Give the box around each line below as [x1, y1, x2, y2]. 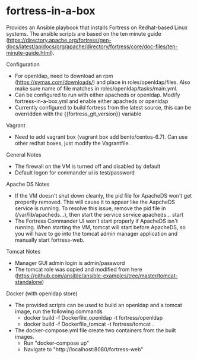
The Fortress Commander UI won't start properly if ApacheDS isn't [14, 217, 178, 224]
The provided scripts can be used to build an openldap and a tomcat [14, 301, 183, 308]
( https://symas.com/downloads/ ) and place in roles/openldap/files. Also [14, 79, 190, 86]
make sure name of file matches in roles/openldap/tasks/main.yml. [14, 85, 178, 92]
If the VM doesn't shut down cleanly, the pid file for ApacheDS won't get [14, 192, 192, 199]
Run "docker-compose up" [23, 339, 90, 346]
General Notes [6, 151, 42, 158]
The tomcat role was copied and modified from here [14, 266, 142, 273]
